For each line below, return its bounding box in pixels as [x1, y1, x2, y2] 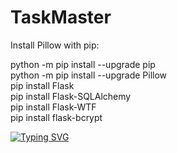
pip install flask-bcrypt [10, 111, 103, 123]
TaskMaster [10, 6, 112, 29]
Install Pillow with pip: [10, 39, 100, 51]
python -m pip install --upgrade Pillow [10, 69, 168, 81]
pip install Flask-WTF [10, 101, 97, 113]
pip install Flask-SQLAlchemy [10, 90, 132, 102]
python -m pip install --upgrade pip [10, 58, 156, 70]
